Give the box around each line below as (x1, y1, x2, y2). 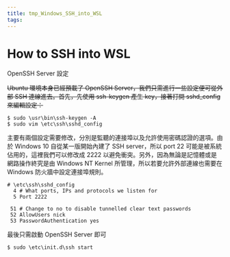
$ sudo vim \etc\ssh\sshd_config (7, 121, 103, 127)
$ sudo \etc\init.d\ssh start (7, 244, 94, 251)
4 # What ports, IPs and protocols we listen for (13, 188, 157, 195)
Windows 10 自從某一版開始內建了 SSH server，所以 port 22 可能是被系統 (14, 142, 222, 151)
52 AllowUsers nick (10, 212, 66, 219)
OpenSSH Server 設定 (7, 69, 69, 77)
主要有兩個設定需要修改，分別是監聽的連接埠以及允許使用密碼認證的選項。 (7, 134, 217, 142)
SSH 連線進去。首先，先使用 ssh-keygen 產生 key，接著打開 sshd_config (14, 93, 221, 101)
